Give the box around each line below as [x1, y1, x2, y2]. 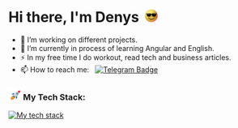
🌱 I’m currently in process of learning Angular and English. [19, 43, 215, 53]
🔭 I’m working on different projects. [19, 35, 138, 45]
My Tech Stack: [23, 92, 86, 103]
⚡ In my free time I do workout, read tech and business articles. [19, 52, 232, 62]
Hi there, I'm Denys [8, 8, 140, 27]
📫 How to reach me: [19, 64, 90, 75]
